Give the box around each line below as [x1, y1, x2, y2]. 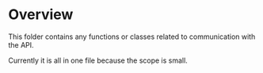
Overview [8, 6, 74, 24]
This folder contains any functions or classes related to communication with [8, 32, 256, 41]
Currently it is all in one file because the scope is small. [8, 56, 188, 65]
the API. [8, 40, 34, 49]
